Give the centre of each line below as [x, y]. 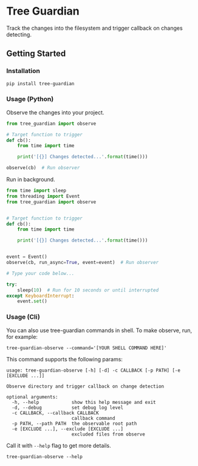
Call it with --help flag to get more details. [59, 445]
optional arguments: [32, 397]
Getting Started [36, 54]
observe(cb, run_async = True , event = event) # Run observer [83, 263]
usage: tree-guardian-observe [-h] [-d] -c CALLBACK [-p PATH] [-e [94, 370]
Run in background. [31, 179]
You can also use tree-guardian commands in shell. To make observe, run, [99, 330]
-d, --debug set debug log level [67, 408]
